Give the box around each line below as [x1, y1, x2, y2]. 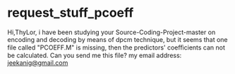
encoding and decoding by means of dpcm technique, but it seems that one [7, 35, 228, 43]
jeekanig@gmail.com [7, 58, 68, 67]
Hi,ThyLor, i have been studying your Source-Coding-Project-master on [7, 28, 216, 36]
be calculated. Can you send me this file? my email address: [7, 51, 182, 59]
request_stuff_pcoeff [7, 5, 134, 21]
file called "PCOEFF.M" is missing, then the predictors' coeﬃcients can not [7, 43, 226, 52]
